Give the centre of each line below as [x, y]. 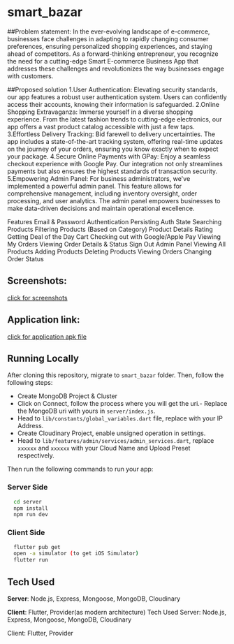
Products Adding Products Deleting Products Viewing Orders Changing [109, 251]
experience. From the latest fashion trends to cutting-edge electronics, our [115, 119]
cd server [28, 502]
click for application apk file [47, 337]
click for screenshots [37, 298]
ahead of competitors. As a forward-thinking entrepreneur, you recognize [113, 54]
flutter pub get [37, 547]
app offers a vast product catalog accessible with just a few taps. [101, 126]
